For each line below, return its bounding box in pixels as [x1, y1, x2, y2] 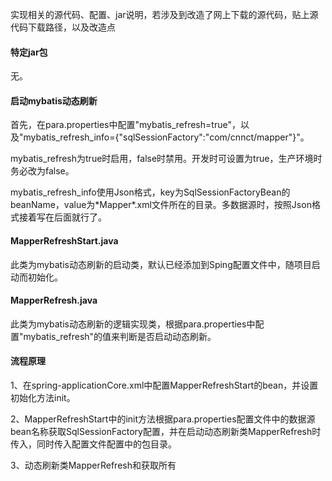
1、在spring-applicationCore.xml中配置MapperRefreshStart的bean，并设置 [10, 379, 319, 392]
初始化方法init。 [10, 392, 76, 404]
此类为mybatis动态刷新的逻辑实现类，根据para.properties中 [10, 318, 256, 330]
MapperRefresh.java [10, 294, 98, 307]
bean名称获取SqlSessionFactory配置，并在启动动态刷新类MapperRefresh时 [10, 426, 322, 438]
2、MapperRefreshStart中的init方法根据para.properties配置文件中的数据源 [10, 413, 316, 425]
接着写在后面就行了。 [18, 211, 107, 223]
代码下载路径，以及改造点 [10, 21, 116, 33]
